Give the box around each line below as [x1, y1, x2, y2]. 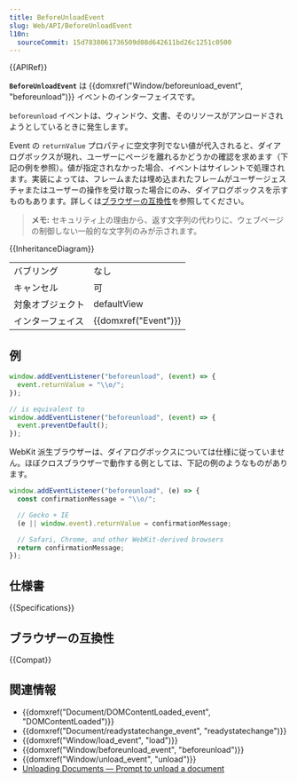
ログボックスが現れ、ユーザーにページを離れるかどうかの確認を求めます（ [9, 152, 281, 162]
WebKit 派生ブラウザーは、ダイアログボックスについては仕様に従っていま [9, 447, 277, 457]
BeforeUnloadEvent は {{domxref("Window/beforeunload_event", [9, 81, 244, 91]
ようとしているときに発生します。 [9, 122, 133, 132]
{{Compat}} [9, 654, 51, 665]
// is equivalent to [9, 405, 86, 414]
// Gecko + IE [17, 510, 69, 519]
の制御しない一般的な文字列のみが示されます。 [30, 225, 202, 236]
